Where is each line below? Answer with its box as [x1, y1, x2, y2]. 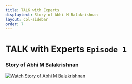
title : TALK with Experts [5, 7, 59, 13]
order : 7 [5, 21, 24, 27]
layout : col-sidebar [5, 17, 49, 22]
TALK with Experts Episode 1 [5, 44, 127, 55]
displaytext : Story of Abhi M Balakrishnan [5, 12, 98, 17]
